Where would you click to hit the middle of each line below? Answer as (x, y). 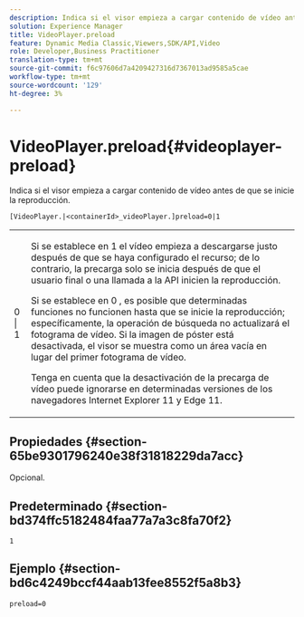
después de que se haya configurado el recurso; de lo (145, 257)
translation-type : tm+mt (56, 60)
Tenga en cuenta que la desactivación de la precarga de (150, 378)
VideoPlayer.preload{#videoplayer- (146, 146)
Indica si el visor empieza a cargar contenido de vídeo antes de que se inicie (152, 190)
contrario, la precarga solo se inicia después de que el (145, 269)
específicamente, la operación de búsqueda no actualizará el (160, 323)
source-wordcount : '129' (56, 85)
